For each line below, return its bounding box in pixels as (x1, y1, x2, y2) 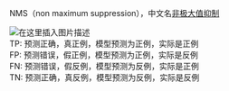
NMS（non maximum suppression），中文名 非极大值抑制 (9, 8, 220, 18)
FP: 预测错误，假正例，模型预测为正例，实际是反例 (9, 50, 199, 60)
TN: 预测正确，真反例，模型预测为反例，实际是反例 (9, 72, 200, 83)
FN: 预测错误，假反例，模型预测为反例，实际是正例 (9, 61, 199, 71)
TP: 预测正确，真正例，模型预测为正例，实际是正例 (9, 39, 199, 49)
